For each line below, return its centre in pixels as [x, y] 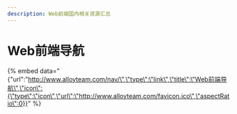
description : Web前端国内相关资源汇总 [59, 14]
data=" [50, 70]
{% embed [23, 70]
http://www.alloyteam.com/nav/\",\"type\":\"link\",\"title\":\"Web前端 [125, 79]
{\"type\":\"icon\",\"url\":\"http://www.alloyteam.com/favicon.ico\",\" [104, 96]
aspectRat [215, 96]
